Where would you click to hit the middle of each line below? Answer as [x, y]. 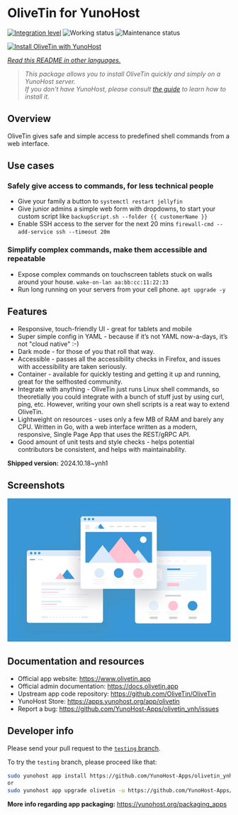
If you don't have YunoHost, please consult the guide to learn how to [125, 89]
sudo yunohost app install [47, 776]
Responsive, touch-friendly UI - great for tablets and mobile [105, 328]
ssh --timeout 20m [83, 232]
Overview [29, 119]
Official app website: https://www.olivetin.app [84, 678]
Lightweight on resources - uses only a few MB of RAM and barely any [121, 419]
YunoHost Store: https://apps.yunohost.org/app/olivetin [99, 701]
